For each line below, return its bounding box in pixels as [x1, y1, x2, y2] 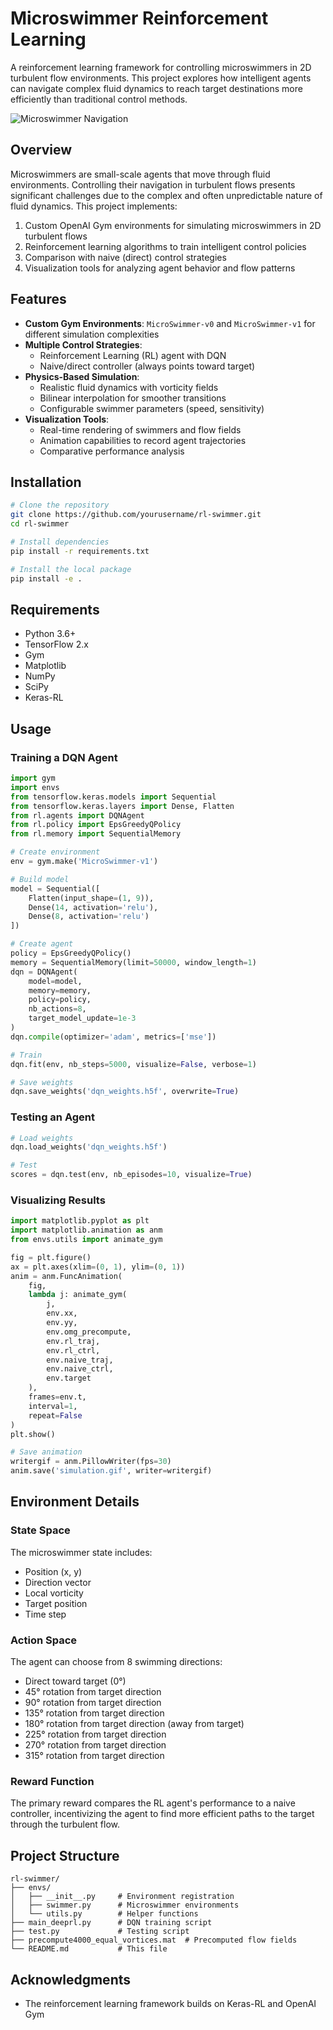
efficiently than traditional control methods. [10, 93, 188, 105]
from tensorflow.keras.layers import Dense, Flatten [10, 801, 235, 811]
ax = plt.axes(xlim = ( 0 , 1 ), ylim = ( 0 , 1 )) [10, 1262, 186, 1272]
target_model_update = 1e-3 [28, 1013, 137, 1024]
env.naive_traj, [46, 1355, 114, 1365]
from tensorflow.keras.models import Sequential [10, 792, 217, 802]
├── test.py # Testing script [10, 1927, 190, 1937]
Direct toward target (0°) [24, 1675, 127, 1687]
